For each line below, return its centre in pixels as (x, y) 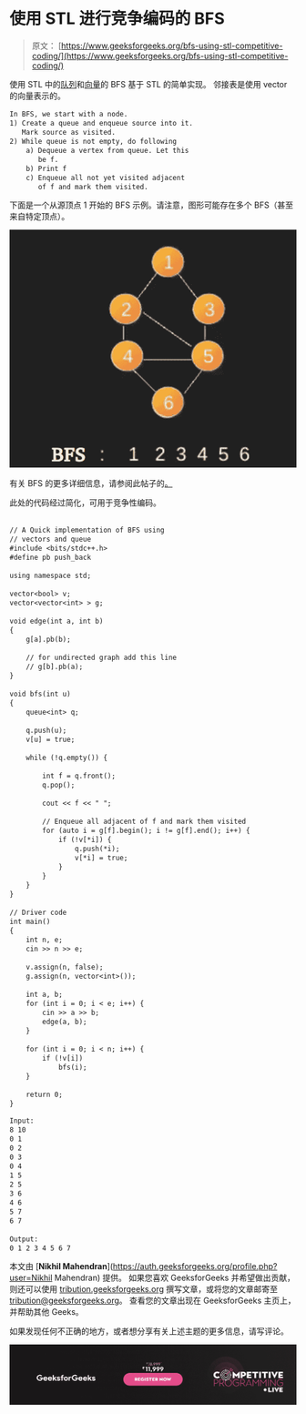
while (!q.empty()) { (66, 758)
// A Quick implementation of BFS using (87, 530)
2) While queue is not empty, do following (93, 141)
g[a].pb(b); (48, 639)
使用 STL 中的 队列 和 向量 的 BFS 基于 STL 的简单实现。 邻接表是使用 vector (148, 84)
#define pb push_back (51, 557)
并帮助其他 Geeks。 (46, 1311)
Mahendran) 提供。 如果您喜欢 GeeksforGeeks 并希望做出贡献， (175, 1277)
